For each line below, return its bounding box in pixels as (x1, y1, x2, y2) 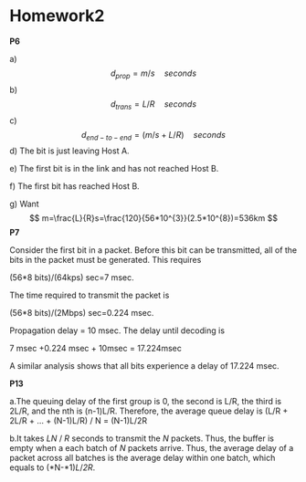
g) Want (9, 198, 39, 210)
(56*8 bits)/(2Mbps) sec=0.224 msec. (9, 308, 154, 319)
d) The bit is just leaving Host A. (9, 145, 130, 156)
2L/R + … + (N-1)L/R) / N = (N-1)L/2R (9, 415, 148, 426)
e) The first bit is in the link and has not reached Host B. (9, 163, 219, 174)
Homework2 (9, 5, 105, 26)
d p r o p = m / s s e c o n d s (110, 68, 197, 80)
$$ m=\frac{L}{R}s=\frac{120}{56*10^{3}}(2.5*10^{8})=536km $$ (28, 213, 279, 224)
